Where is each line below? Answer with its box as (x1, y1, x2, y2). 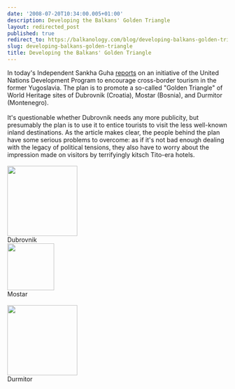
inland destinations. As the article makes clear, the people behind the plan (7, 128, 220, 137)
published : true (7, 29, 55, 37)
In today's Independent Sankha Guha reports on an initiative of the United (7, 68, 219, 77)
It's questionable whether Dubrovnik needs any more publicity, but (7, 113, 199, 121)
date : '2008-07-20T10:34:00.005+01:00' (7, 10, 124, 18)
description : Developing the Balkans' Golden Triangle (7, 17, 171, 24)
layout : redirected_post (7, 23, 80, 30)
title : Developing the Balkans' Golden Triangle (7, 50, 152, 57)
